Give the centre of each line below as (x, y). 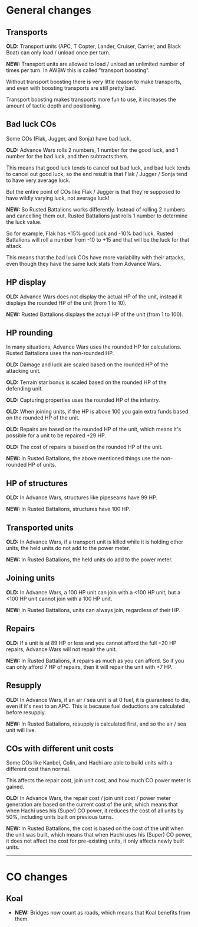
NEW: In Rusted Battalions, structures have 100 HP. (68, 509)
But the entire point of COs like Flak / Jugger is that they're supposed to (93, 191)
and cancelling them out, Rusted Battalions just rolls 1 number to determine (97, 216)
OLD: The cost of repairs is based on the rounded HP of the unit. (85, 447)
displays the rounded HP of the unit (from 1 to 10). (66, 303)
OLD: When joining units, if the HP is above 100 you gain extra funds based (97, 412)
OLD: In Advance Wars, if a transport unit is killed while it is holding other (95, 542)
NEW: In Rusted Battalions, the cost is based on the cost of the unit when (95, 828)
